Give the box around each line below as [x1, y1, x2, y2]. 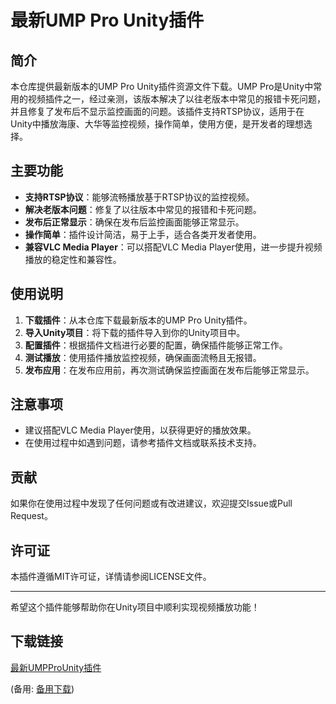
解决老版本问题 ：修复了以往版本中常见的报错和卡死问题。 [24, 203, 262, 215]
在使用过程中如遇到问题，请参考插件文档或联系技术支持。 [24, 437, 262, 449]
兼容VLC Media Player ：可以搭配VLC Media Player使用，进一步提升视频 [24, 241, 323, 253]
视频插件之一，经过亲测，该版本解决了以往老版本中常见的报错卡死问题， [27, 93, 326, 105]
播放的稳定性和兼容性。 [24, 253, 122, 265]
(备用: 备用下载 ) [10, 682, 75, 695]
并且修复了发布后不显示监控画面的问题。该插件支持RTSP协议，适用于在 [10, 106, 305, 117]
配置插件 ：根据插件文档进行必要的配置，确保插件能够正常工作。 [24, 339, 288, 351]
